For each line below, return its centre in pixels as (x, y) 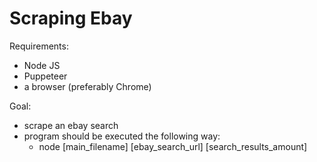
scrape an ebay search (71, 125)
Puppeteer (45, 76)
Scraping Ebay (71, 18)
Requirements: (39, 46)
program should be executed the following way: (122, 136)
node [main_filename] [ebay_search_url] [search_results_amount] (173, 146)
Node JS (42, 65)
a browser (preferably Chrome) (87, 86)
